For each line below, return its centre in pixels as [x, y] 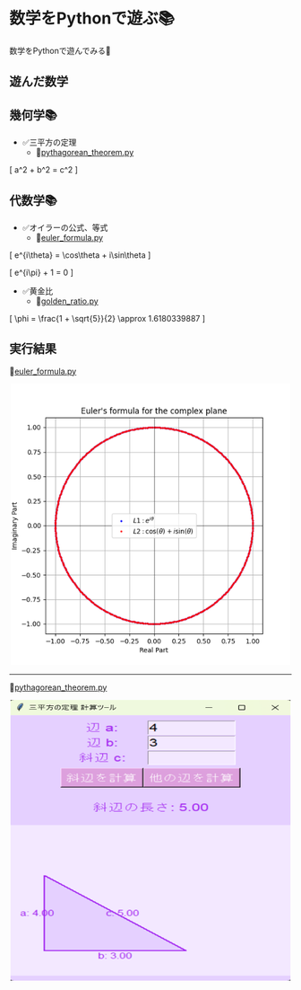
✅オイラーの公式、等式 [65, 227]
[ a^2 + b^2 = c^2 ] [44, 170]
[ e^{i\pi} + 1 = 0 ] [41, 272]
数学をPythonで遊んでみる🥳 [60, 50]
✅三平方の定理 [49, 142]
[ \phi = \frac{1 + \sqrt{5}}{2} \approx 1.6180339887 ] [107, 318]
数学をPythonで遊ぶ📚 [92, 18]
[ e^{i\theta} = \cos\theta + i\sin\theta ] [80, 255]
